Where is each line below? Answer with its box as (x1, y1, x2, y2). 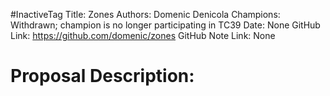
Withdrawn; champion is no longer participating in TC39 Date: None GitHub (10, 19, 321, 31)
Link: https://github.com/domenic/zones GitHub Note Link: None (10, 30, 276, 41)
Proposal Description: (10, 65, 195, 88)
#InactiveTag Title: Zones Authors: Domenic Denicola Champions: (10, 9, 281, 20)
